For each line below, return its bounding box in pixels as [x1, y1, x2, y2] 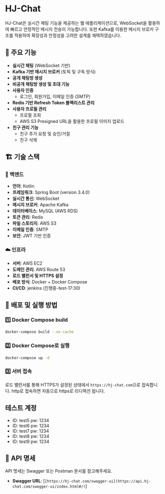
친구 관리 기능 [12, 124, 39, 130]
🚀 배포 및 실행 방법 [5, 301, 58, 309]
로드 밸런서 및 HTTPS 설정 [12, 272, 63, 278]
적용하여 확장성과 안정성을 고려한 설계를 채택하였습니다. [14, 32, 122, 38]
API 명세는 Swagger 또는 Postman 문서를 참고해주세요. [5, 468, 113, 474]
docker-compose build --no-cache [5, 329, 74, 335]
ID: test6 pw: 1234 [12, 423, 49, 429]
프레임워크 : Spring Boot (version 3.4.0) [12, 189, 90, 195]
